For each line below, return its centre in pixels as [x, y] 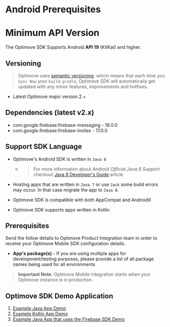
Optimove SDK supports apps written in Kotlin [61, 209]
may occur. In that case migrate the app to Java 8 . [66, 190]
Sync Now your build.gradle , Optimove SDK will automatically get [87, 81]
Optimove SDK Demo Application [59, 296]
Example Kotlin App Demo [40, 314]
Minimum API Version [52, 33]
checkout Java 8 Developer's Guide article [78, 174]
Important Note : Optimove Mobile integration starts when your [84, 274]
